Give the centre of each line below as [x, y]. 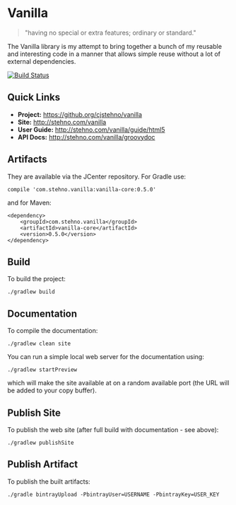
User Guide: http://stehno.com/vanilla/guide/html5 [91, 130]
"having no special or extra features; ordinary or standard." [110, 33]
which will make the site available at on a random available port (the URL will [118, 383]
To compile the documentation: [53, 331]
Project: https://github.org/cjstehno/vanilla [80, 114]
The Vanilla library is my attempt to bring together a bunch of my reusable [115, 46]
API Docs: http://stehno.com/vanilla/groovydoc [86, 137]
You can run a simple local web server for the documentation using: [106, 357]
